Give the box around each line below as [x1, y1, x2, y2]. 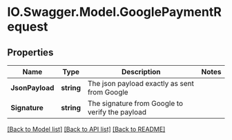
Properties [7, 46, 54, 58]
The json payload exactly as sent [87, 79, 195, 88]
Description [121, 67, 161, 76]
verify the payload [87, 107, 147, 116]
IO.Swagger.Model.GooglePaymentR [7, 4, 222, 20]
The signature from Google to [87, 98, 184, 108]
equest [7, 19, 48, 35]
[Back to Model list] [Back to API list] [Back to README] [7, 125, 166, 133]
